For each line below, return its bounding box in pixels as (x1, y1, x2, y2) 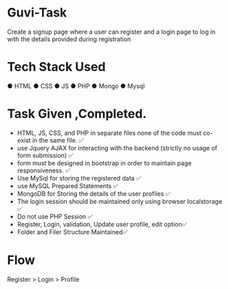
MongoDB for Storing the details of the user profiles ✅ (17, 189, 171, 198)
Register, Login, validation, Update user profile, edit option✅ (17, 220, 188, 228)
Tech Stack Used (7, 59, 106, 75)
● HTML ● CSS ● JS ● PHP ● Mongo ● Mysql (7, 81, 145, 90)
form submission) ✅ (17, 151, 74, 159)
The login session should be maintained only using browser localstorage (17, 197, 223, 205)
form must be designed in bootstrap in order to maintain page (17, 158, 192, 167)
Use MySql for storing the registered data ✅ (17, 174, 142, 182)
